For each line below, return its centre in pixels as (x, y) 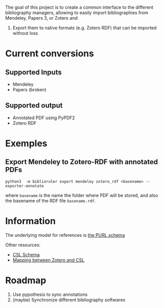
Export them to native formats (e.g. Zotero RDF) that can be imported (85, 28)
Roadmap (26, 280)
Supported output (34, 106)
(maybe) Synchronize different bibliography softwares (69, 299)
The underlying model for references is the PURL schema (65, 235)
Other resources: (23, 245)
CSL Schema (26, 254)
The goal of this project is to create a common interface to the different (79, 7)
